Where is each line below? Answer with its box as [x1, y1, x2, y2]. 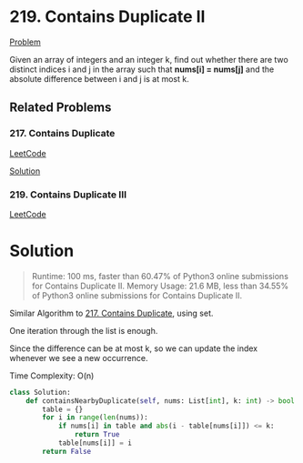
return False [42, 447, 92, 456]
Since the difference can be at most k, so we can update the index [9, 343, 258, 354]
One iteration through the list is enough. [9, 325, 158, 336]
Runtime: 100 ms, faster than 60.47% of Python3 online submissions [31, 270, 289, 281]
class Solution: [9, 388, 71, 397]
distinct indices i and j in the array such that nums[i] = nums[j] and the [9, 64, 275, 75]
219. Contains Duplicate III [9, 188, 127, 201]
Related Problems [9, 100, 112, 116]
